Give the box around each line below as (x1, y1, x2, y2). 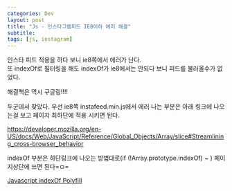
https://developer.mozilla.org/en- (7, 125, 102, 134)
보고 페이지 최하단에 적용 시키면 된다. (19, 111, 120, 120)
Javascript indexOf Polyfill (7, 176, 82, 185)
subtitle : (7, 29, 36, 37)
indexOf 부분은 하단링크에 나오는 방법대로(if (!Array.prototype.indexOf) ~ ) (7, 154, 213, 163)
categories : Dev (7, 10, 54, 17)
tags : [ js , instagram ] (7, 36, 73, 43)
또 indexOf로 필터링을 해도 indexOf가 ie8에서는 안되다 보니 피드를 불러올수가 (7, 64, 216, 73)
